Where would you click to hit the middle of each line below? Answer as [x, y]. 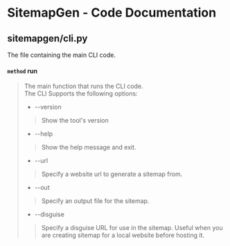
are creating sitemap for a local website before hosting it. [123, 235]
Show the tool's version [75, 121]
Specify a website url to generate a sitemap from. [112, 174]
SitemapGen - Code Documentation [112, 13]
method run [23, 71]
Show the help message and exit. [89, 148]
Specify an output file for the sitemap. [95, 201]
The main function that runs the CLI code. [83, 86]
